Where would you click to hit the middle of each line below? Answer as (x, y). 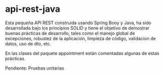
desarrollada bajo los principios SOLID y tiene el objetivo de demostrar (78, 28)
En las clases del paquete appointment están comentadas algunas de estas (82, 53)
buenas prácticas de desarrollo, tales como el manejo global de (70, 33)
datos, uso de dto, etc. (28, 43)
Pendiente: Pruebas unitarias (35, 68)
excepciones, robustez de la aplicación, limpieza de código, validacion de (81, 38)
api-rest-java (33, 9)
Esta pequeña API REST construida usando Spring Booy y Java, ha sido (78, 23)
